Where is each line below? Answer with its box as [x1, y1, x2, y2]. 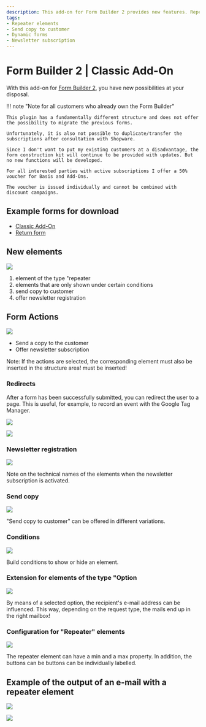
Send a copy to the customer [15, 340, 89, 347]
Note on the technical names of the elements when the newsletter [6, 470, 173, 478]
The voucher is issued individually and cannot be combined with [6, 184, 177, 190]
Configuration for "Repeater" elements [6, 627, 126, 636]
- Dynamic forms [6, 32, 48, 38]
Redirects [6, 379, 36, 388]
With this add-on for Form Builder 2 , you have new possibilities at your [6, 84, 185, 91]
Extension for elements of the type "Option [6, 574, 137, 582]
